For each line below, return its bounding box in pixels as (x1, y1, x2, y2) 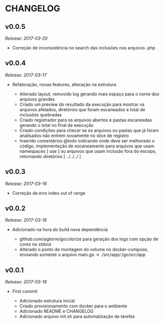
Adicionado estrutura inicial (19, 298, 75, 304)
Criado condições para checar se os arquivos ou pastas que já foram (19, 127, 159, 133)
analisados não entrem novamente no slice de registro (19, 133, 129, 139)
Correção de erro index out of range (12, 190, 86, 196)
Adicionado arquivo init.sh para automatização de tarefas (19, 314, 135, 320)
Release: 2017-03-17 (5, 72, 47, 78)
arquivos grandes (19, 96, 55, 102)
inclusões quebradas (19, 112, 62, 117)
